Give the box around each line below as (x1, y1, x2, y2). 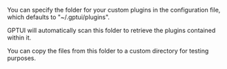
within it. (7, 33, 32, 42)
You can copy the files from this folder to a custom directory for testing (7, 47, 209, 55)
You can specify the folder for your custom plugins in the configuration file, (7, 6, 221, 14)
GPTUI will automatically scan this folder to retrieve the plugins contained (7, 27, 216, 34)
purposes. (7, 54, 37, 62)
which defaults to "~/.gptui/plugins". (7, 13, 110, 21)
